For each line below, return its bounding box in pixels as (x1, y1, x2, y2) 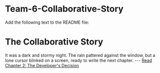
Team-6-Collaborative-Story (5, 3, 124, 15)
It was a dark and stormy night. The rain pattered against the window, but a (5, 52, 156, 58)
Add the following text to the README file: (5, 19, 89, 25)
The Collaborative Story (5, 36, 104, 47)
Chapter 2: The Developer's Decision (5, 62, 79, 68)
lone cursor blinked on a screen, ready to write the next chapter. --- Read (5, 57, 152, 63)
